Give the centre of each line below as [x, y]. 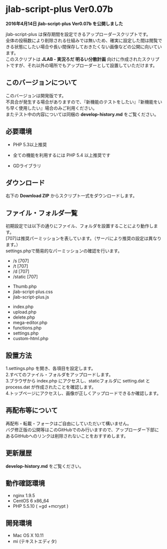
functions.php [27, 328]
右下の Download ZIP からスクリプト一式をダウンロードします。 [71, 196]
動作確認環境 [25, 483]
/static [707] [25, 277]
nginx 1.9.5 [24, 496]
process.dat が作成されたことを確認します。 [51, 387]
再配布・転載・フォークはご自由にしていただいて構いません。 [69, 423]
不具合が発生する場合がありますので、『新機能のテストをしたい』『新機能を [82, 102]
